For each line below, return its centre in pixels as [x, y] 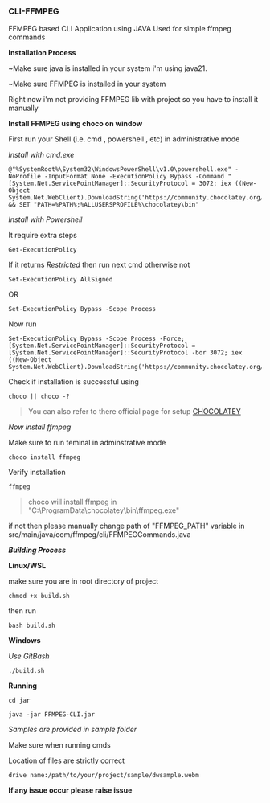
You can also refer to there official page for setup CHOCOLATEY [134, 412]
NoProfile [25, 177]
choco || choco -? [39, 397]
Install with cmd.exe [41, 155]
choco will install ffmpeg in [72, 502]
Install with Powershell [45, 219]
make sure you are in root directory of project [84, 581]
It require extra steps [43, 236]
